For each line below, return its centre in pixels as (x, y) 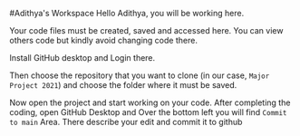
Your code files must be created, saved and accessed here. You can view (146, 30)
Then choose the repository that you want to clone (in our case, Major (140, 75)
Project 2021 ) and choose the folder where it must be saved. (123, 85)
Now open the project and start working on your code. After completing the (150, 102)
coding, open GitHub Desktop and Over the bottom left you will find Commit (148, 112)
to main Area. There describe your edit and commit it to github (126, 122)
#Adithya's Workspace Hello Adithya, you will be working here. (127, 13)
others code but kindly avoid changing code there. (103, 40)
